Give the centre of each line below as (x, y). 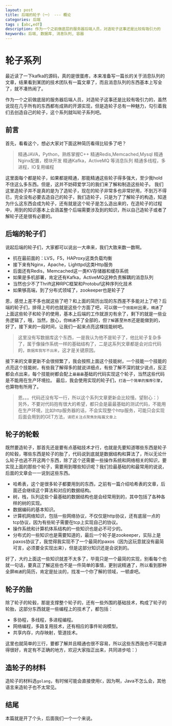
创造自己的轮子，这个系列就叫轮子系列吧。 (59, 112)
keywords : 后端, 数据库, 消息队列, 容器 (45, 34)
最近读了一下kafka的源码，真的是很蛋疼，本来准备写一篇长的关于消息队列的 (85, 76)
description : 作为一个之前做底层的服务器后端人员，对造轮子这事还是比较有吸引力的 (83, 29)
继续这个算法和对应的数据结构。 (60, 490)
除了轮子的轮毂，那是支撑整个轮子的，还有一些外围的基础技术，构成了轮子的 (86, 603)
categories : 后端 (23, 19)
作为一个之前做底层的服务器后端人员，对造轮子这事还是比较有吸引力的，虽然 (86, 99)
